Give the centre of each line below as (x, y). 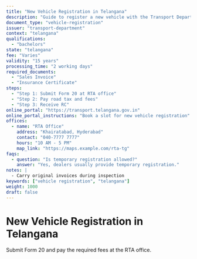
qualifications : (26, 39)
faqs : (13, 154)
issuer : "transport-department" (45, 28)
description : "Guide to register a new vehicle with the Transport (90, 17)
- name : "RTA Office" (38, 127)
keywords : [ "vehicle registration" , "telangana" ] (68, 181)
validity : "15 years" (33, 61)
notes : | (17, 170)
